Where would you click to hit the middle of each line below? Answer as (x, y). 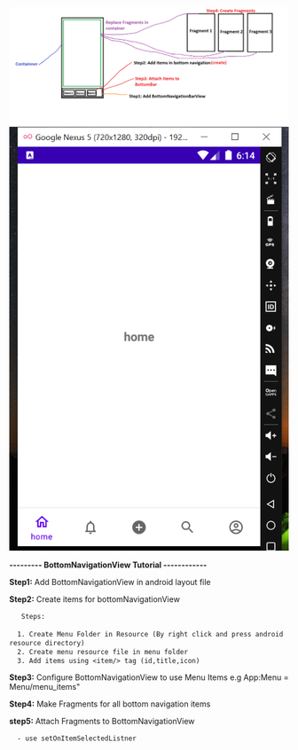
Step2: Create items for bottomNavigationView (94, 599)
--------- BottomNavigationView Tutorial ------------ (108, 565)
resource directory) (47, 643)
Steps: (33, 616)
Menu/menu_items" (45, 686)
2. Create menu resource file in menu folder (103, 652)
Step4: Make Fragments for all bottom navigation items (110, 704)
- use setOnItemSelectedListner (77, 738)
